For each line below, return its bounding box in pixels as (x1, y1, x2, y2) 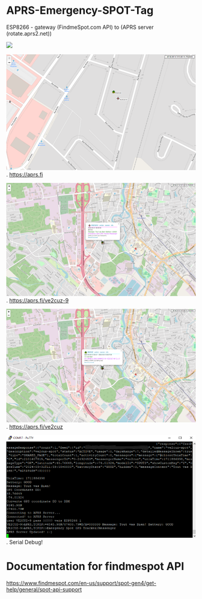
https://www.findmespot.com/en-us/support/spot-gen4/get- (6, 580, 157, 587)
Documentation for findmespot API (6, 560, 185, 573)
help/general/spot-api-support (6, 586, 82, 593)
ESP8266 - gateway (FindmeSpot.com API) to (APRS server (6, 23, 155, 31)
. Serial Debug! (6, 539, 43, 546)
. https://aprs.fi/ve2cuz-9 (6, 296, 69, 304)
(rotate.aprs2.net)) (6, 29, 52, 37)
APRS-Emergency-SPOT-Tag (6, 4, 154, 17)
